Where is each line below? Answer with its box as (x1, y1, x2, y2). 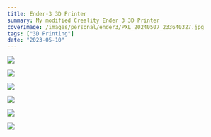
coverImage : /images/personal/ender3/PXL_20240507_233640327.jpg (7, 23, 204, 30)
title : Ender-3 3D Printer (7, 10, 87, 18)
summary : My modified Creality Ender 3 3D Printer (7, 17, 160, 24)
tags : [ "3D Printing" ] (7, 30, 74, 37)
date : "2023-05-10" (7, 37, 65, 44)
